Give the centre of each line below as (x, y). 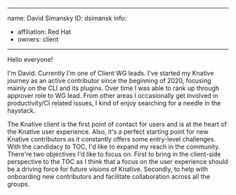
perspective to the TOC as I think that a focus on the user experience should (118, 162)
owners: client (38, 39)
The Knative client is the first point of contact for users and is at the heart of (117, 124)
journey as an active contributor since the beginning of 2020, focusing (109, 81)
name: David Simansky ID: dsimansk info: (67, 18)
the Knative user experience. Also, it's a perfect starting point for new (108, 132)
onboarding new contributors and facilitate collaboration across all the (109, 176)
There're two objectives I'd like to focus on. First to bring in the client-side (114, 154)
